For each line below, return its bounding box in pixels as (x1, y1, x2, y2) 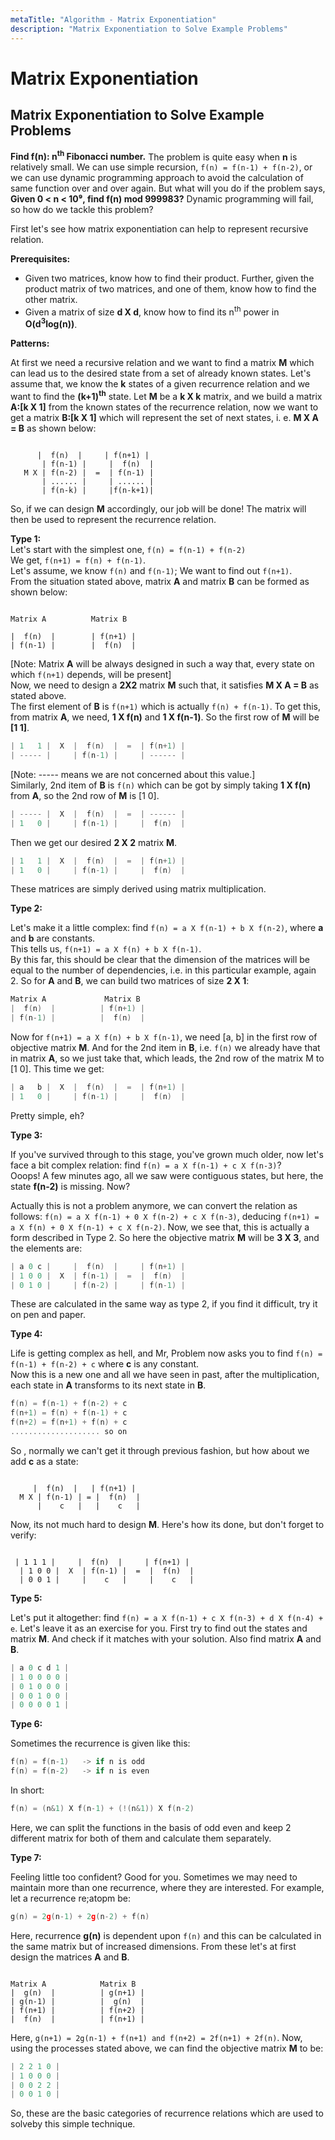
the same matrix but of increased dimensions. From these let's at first (10, 1940, 297, 1952)
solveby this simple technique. (10, 2118, 136, 2130)
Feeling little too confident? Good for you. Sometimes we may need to (10, 1871, 298, 1883)
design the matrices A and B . (10, 1951, 130, 1963)
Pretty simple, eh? (10, 1109, 85, 1121)
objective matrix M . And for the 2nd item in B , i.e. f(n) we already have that (10, 1042, 321, 1053)
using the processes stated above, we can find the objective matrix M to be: (10, 2042, 324, 2054)
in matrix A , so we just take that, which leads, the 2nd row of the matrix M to (10, 1052, 325, 1064)
